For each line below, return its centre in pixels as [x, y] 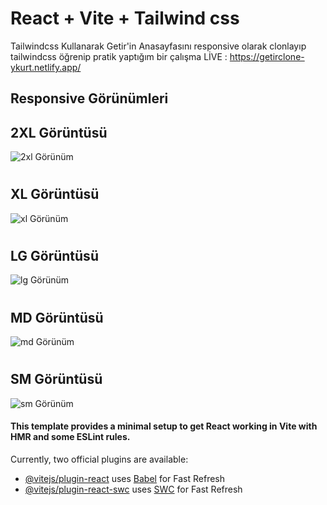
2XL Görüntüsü [59, 132]
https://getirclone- [267, 56]
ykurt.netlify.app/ [46, 67]
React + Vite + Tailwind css [125, 18]
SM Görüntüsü [56, 379]
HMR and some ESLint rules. [70, 437]
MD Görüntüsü [57, 317]
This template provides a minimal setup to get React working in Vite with [164, 426]
